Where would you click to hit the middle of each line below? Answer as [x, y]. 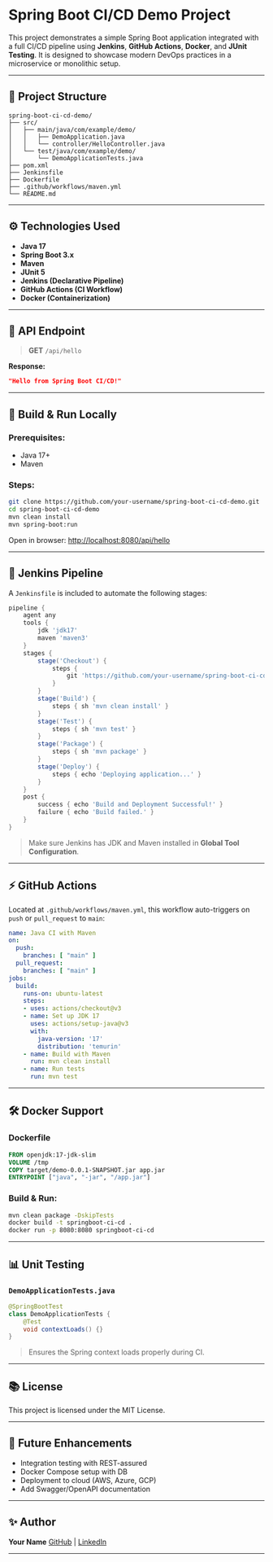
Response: [27, 366]
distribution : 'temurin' [80, 1046]
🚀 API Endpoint [47, 331]
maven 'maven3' [63, 638]
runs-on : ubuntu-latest [63, 993]
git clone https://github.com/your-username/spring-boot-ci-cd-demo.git [134, 502]
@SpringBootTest [36, 1306]
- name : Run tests [54, 1069]
